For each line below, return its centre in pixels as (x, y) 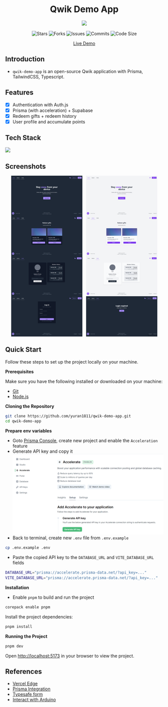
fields (18, 563)
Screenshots (26, 166)
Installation (17, 587)
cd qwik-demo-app (23, 421)
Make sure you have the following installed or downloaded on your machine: (84, 381)
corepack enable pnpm (28, 607)
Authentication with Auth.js (40, 105)
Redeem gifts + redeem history (44, 116)
